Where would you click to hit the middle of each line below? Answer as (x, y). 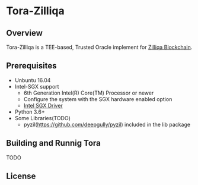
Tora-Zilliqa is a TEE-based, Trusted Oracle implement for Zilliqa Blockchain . (99, 47)
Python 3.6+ (30, 112)
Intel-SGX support (37, 86)
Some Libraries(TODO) (43, 118)
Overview (25, 33)
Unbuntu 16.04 (33, 80)
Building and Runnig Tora (53, 143)
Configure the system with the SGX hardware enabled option (98, 99)
